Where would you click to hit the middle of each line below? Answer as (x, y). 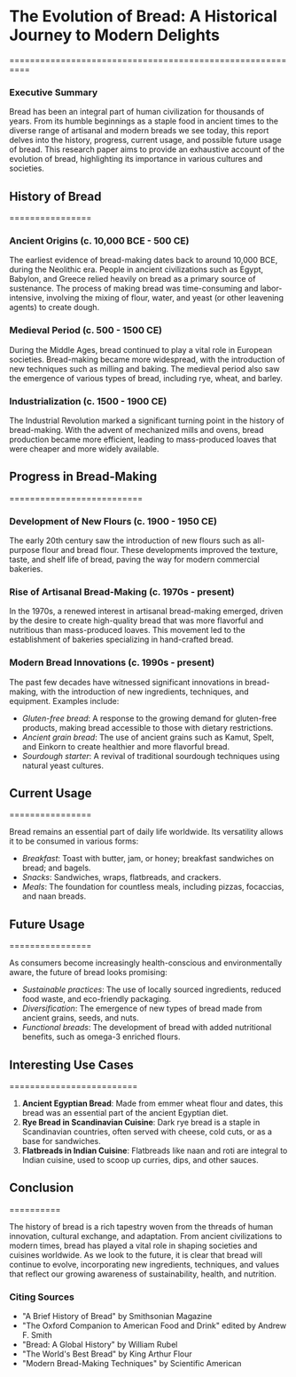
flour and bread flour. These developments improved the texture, (160, 550)
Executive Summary (54, 92)
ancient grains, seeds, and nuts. (80, 1018)
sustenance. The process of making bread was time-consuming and (134, 288)
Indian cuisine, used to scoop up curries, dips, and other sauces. (140, 1160)
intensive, (27, 298)
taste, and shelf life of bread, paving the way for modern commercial (134, 560)
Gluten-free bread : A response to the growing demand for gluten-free (149, 718)
